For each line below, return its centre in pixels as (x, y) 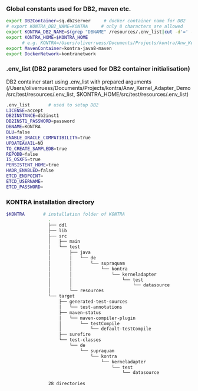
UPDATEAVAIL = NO (25, 143)
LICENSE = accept (25, 111)
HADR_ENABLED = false (30, 171)
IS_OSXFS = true (24, 160)
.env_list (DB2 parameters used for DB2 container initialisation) (98, 69)
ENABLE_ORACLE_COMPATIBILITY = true (49, 138)
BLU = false (18, 132)
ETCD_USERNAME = (25, 181)
